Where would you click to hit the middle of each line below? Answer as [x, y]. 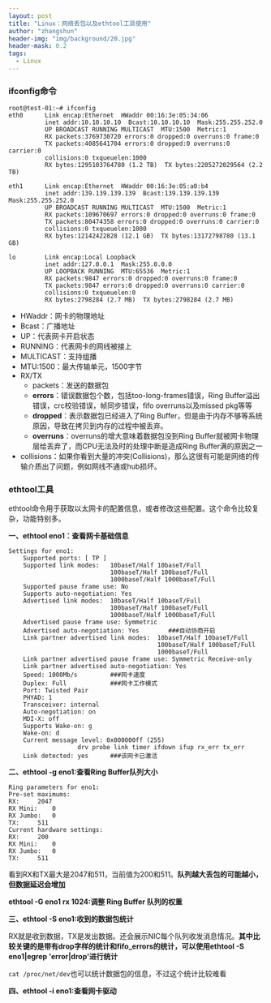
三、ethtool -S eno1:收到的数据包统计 [71, 919]
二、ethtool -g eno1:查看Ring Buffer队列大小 [83, 772]
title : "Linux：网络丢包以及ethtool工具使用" [80, 24]
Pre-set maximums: [39, 795]
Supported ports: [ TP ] [65, 559]
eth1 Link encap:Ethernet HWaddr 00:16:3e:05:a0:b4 [108, 186]
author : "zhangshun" [43, 31]
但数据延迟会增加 [37, 885]
